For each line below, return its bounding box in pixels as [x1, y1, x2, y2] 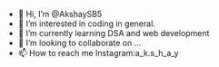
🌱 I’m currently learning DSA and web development [17, 28, 210, 38]
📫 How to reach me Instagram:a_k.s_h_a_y [17, 48, 179, 58]
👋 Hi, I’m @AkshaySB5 [17, 9, 103, 19]
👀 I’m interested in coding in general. [17, 18, 156, 29]
